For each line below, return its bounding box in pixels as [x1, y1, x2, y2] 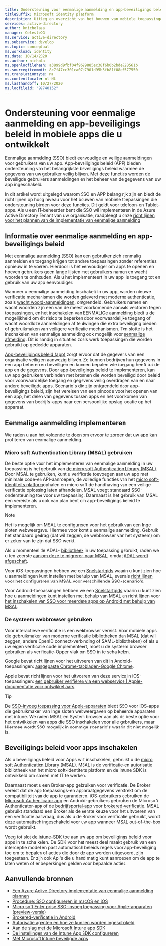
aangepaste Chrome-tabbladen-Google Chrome [35, 663, 133, 669]
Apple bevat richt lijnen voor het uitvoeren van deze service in [5, 673, 132, 679]
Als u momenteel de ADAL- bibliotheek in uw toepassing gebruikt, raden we [5, 547, 159, 554]
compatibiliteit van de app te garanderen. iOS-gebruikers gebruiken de [5, 793, 149, 799]
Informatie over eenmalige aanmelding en [5, 232, 136, 240]
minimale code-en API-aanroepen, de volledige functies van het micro [5, 476, 148, 482]
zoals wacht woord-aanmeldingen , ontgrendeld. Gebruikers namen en [5, 299, 148, 305]
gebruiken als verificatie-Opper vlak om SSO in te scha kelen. [5, 649, 130, 655]
